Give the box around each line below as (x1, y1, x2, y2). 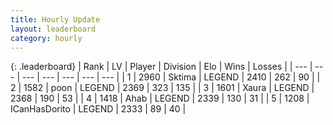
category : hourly (10, 33, 83, 43)
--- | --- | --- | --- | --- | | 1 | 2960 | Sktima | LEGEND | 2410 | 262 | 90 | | (21, 71, 321, 83)
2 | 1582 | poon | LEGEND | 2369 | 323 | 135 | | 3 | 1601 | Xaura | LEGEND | (10, 82, 315, 94)
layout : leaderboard (10, 24, 97, 34)
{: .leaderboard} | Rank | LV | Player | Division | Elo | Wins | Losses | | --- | (10, 61, 313, 73)
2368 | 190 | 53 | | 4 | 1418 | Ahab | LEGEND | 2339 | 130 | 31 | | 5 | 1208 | (10, 92, 310, 105)
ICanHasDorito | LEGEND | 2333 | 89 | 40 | (10, 103, 187, 115)
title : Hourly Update (10, 14, 101, 25)
